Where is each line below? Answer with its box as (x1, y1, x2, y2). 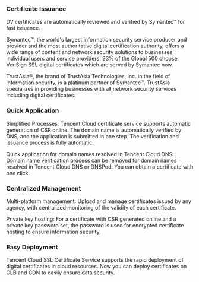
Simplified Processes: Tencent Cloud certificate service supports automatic (6, 120, 191, 127)
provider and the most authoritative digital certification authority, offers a (6, 42, 184, 49)
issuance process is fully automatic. (6, 139, 94, 146)
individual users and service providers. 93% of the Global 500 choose (6, 55, 178, 62)
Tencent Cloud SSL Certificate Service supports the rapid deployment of (6, 256, 184, 264)
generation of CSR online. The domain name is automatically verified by (6, 126, 182, 134)
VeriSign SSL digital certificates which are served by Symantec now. (6, 61, 173, 68)
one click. (6, 169, 30, 176)
